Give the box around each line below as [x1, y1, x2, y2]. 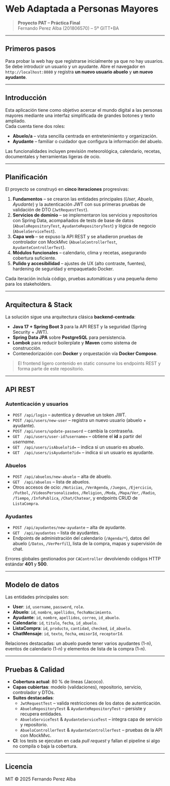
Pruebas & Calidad [5, 665, 65, 674]
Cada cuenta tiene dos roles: [5, 123, 65, 129]
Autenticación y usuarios [5, 400, 69, 407]
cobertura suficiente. [12, 255, 57, 261]
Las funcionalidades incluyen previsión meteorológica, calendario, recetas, [5, 148, 161, 154]
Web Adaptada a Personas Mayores [5, 3, 158, 15]
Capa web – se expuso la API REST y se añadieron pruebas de [12, 234, 143, 240]
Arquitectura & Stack [5, 300, 72, 309]
